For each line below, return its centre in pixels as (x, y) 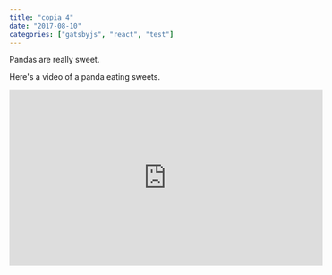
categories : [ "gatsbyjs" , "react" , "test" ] (92, 34)
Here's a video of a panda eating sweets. (85, 77)
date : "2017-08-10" (46, 26)
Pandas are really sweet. (55, 60)
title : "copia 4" (42, 17)
